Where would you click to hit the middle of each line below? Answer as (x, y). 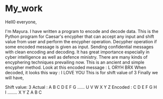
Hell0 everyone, (21, 22)
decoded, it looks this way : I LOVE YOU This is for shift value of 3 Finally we (81, 72)
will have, (15, 78)
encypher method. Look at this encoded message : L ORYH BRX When (76, 67)
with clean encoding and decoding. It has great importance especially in (77, 52)
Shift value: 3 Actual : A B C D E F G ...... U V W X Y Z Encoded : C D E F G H (81, 87)
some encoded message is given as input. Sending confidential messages (79, 47)
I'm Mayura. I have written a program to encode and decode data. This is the (82, 31)
